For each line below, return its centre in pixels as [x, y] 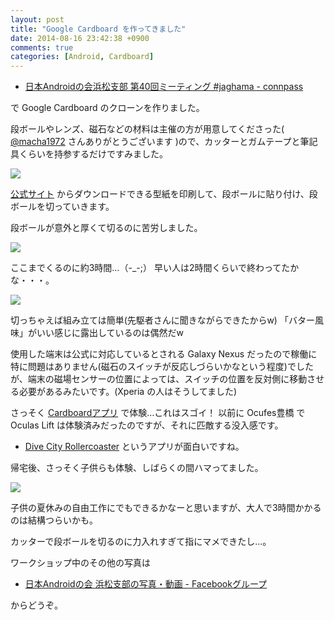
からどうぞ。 [36, 605]
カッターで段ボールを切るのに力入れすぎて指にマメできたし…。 [141, 542]
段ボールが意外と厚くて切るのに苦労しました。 [106, 228]
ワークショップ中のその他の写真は [80, 563]
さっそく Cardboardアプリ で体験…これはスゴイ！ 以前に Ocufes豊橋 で [158, 413]
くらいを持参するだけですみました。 [93, 154]
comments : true [42, 47]
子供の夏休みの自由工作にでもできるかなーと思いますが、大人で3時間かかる [166, 508]
